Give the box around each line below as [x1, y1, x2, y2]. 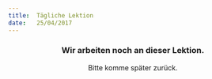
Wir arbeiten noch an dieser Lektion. [61, 45, 205, 56]
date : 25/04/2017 [8, 19, 73, 27]
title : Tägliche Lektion [8, 11, 93, 20]
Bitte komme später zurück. [88, 62, 178, 72]
